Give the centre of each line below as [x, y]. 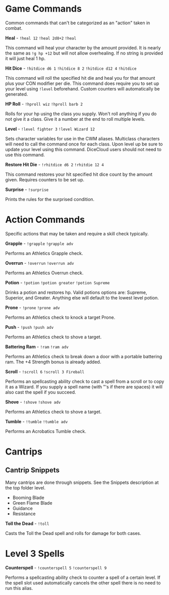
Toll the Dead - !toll [27, 523]
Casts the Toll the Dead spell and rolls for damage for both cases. [73, 533]
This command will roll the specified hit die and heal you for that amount [80, 78]
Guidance [22, 508]
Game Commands [44, 9]
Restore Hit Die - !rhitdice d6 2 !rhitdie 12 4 [55, 164]
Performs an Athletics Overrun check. [44, 273]
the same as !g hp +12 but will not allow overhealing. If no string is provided [84, 53]
